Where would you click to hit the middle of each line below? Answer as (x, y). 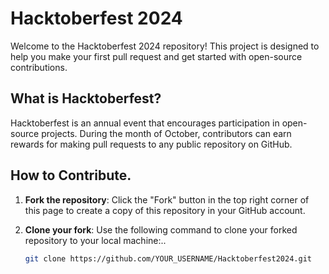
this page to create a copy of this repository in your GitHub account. (165, 210)
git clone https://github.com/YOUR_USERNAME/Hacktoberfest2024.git (168, 258)
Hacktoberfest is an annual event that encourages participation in (145, 123)
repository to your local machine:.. (95, 240)
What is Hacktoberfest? (86, 98)
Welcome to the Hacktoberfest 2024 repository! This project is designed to (165, 46)
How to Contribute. (71, 175)
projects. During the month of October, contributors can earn (166, 133)
